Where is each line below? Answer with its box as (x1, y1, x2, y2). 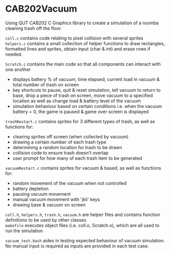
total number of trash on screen (12, 82, 79, 88)
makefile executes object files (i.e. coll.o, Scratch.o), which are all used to (5, 222, 160, 228)
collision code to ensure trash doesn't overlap (12, 150, 109, 156)
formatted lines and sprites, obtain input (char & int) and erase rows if (5, 46, 151, 52)
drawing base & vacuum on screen (12, 201, 86, 208)
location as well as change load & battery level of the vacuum (12, 97, 141, 104)
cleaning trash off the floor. (5, 25, 62, 31)
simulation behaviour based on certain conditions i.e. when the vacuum (12, 103, 162, 109)
